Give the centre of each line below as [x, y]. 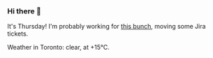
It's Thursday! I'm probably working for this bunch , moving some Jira [106, 27]
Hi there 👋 [24, 11]
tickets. [18, 34]
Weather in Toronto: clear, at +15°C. [58, 48]
